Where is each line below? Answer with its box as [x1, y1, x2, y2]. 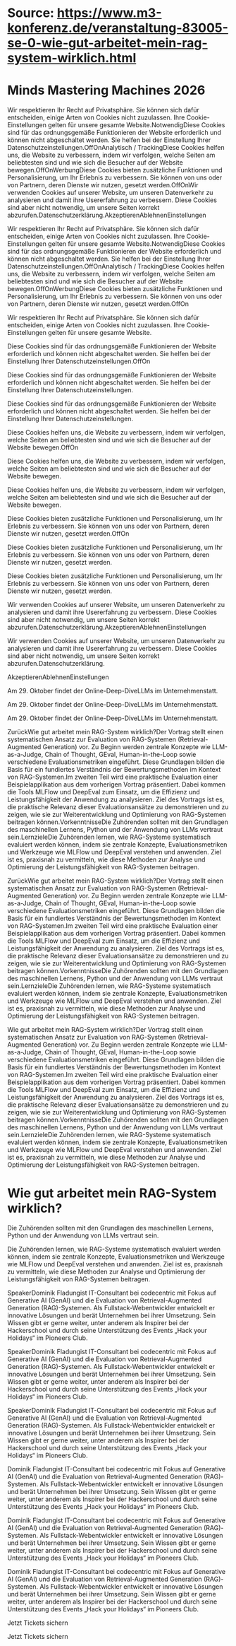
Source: [7, 5, 55, 21]
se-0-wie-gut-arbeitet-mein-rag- [7, 35, 208, 51]
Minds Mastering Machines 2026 [7, 83, 206, 98]
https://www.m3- [56, 5, 162, 21]
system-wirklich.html [7, 50, 137, 66]
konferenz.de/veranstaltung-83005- [7, 20, 229, 36]
